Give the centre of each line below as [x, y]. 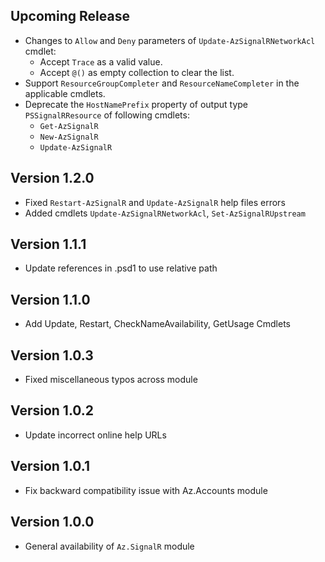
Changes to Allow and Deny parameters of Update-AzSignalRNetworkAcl [170, 40]
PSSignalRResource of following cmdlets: [107, 115]
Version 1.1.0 [50, 299]
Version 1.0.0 [52, 522]
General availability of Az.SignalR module [109, 546]
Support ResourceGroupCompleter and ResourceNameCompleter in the [162, 83]
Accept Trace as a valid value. [101, 61]
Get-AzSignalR [69, 126]
